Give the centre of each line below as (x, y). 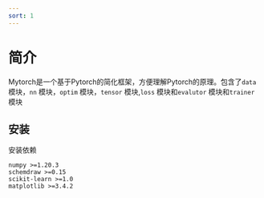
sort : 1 (21, 16)
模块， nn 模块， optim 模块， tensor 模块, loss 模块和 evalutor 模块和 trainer (132, 91)
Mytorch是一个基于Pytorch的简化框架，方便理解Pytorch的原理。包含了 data (132, 82)
